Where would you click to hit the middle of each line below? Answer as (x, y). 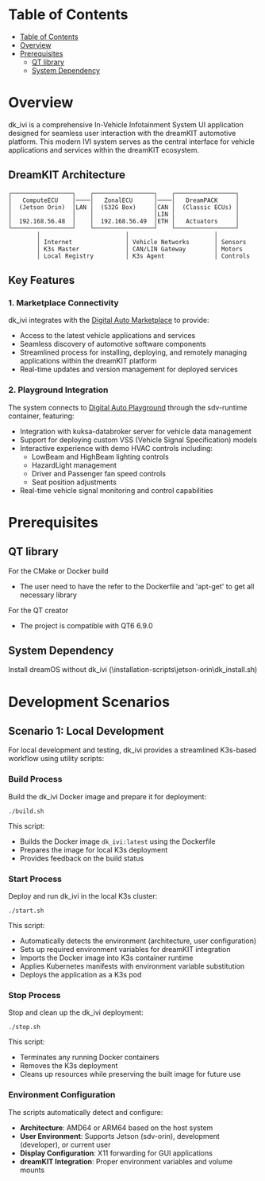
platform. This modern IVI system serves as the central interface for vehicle (132, 142)
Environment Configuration (62, 1095)
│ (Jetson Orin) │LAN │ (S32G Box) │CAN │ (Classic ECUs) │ (124, 207)
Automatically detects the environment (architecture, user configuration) (138, 941)
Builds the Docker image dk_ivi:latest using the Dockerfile (117, 841)
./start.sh (26, 911)
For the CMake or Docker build (58, 571)
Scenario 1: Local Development (86, 731)
